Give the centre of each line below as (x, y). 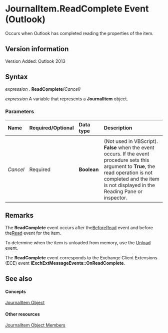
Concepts (15, 291)
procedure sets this (126, 160)
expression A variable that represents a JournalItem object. (67, 99)
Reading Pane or (123, 191)
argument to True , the (129, 166)
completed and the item (132, 179)
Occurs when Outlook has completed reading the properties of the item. (79, 33)
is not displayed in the (129, 185)
